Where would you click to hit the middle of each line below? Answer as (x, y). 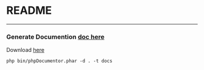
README (29, 11)
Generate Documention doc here (56, 37)
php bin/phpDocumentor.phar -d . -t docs (59, 61)
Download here (25, 50)
